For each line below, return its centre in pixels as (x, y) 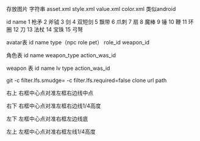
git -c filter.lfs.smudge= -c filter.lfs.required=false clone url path (87, 80)
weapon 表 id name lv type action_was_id (58, 68)
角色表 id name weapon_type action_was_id (61, 55)
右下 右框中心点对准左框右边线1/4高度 (54, 106)
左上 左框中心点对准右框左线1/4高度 (51, 132)
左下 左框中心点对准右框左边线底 (47, 119)
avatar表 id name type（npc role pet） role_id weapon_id (78, 42)
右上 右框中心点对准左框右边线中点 (50, 93)
